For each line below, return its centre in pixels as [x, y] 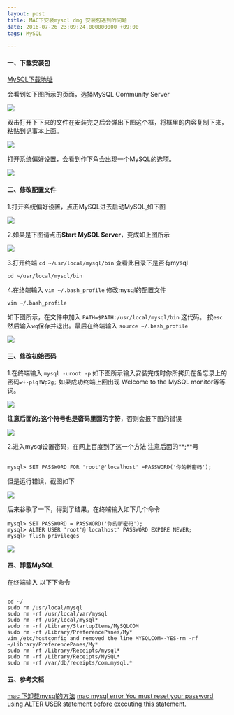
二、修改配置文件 [32, 190]
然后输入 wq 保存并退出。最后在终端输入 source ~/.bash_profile [98, 326]
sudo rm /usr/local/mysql [45, 608]
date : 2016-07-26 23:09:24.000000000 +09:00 [73, 27]
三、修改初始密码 [32, 356]
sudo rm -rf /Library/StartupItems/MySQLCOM [73, 626]
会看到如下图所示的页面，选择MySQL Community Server [88, 95]
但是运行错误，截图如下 [41, 481]
